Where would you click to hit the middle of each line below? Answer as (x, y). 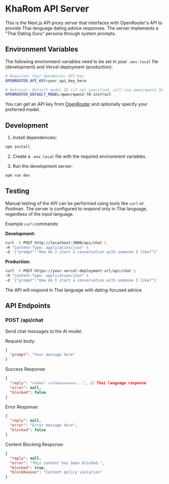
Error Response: (22, 407)
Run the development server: (43, 166)
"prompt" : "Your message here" (43, 355)
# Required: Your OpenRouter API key (45, 76)
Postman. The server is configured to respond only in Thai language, (76, 208)
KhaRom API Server (47, 9)
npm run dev (18, 175)
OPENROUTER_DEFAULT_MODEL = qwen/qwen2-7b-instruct (58, 95)
